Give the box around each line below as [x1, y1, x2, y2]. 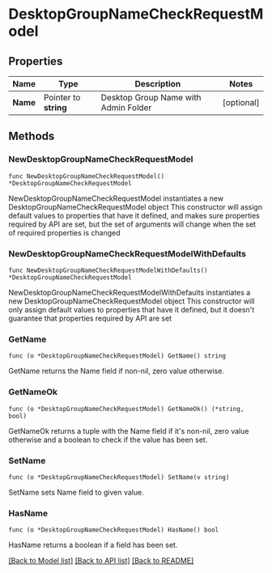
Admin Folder [100, 102, 152, 113]
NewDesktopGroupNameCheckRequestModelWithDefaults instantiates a [8, 287, 251, 297]
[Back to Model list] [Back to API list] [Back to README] [8, 556, 194, 566]
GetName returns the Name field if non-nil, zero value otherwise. [8, 366, 225, 376]
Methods [8, 129, 55, 143]
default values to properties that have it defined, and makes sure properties [8, 210, 261, 220]
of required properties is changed [8, 227, 121, 237]
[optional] [222, 97, 260, 108]
